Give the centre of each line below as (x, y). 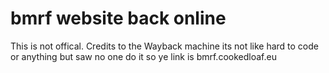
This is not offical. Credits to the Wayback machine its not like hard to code (165, 46)
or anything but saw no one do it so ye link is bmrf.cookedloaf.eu (143, 56)
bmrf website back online (118, 18)
